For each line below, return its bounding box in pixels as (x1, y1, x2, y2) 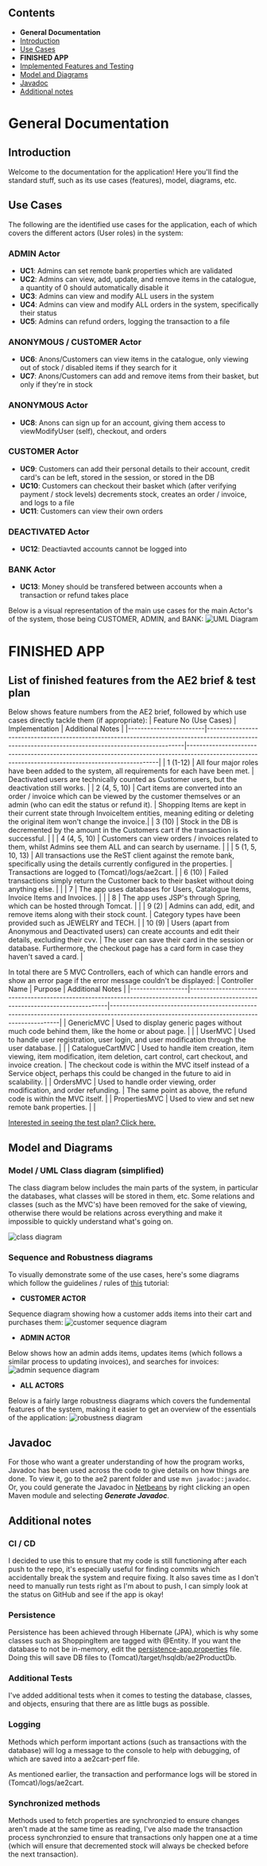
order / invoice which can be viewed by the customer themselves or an (8, 792, 241, 801)
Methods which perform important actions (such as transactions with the (8, 1736, 247, 1747)
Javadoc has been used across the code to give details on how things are (8, 1465, 250, 1475)
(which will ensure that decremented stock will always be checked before (8, 1841, 249, 1851)
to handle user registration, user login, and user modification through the (8, 1035, 246, 1044)
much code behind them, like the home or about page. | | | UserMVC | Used (8, 1027, 256, 1036)
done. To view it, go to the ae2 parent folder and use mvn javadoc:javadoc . (8, 1474, 252, 1484)
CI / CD (8, 1538, 36, 1549)
